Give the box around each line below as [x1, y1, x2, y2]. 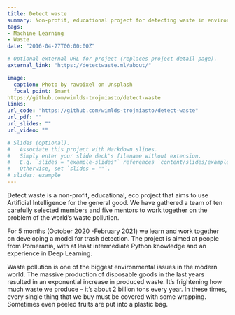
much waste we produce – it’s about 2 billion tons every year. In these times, [7, 285, 227, 293]
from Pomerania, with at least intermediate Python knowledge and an [7, 241, 206, 250]
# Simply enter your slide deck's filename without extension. [7, 152, 201, 160]
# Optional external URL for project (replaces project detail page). [7, 55, 218, 63]
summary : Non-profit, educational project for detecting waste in [7, 17, 205, 24]
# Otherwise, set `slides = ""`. [7, 165, 111, 172]
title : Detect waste [7, 10, 68, 17]
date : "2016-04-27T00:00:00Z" [7, 43, 96, 50]
